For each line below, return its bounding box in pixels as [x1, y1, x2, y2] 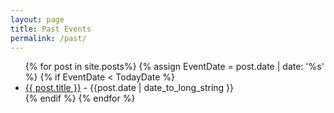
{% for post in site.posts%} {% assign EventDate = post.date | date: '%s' [24, 61, 325, 73]
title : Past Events [10, 24, 92, 34]
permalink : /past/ [10, 33, 87, 43]
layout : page [10, 14, 65, 25]
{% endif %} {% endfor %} [24, 92, 136, 105]
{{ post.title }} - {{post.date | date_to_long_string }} [24, 82, 235, 94]
